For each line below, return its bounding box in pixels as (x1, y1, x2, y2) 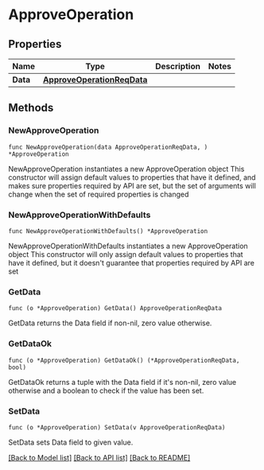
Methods (8, 101, 54, 115)
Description (154, 61, 201, 72)
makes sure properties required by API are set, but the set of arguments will (8, 181, 256, 190)
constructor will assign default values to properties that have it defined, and (8, 173, 256, 182)
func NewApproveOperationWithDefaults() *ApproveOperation (8, 227, 208, 235)
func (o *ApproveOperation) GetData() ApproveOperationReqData (8, 305, 223, 313)
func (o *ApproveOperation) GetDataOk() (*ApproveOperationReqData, (8, 356, 240, 364)
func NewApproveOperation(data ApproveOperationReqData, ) (8, 143, 208, 151)
